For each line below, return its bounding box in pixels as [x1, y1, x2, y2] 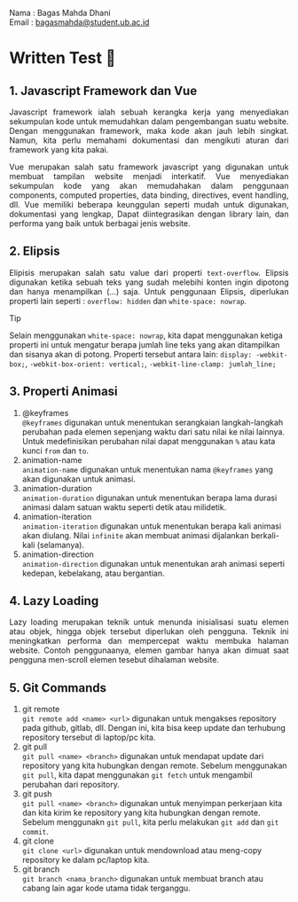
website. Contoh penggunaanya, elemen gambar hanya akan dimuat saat [9, 645, 289, 655]
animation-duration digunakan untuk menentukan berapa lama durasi [21, 492, 278, 503]
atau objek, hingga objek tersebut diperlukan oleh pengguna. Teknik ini [9, 626, 289, 637]
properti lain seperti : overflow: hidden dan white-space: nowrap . [9, 295, 247, 306]
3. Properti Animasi [9, 384, 118, 399]
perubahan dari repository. [21, 780, 120, 790]
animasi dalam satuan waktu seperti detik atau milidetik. [21, 501, 227, 513]
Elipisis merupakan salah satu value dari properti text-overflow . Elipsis [9, 267, 289, 278]
